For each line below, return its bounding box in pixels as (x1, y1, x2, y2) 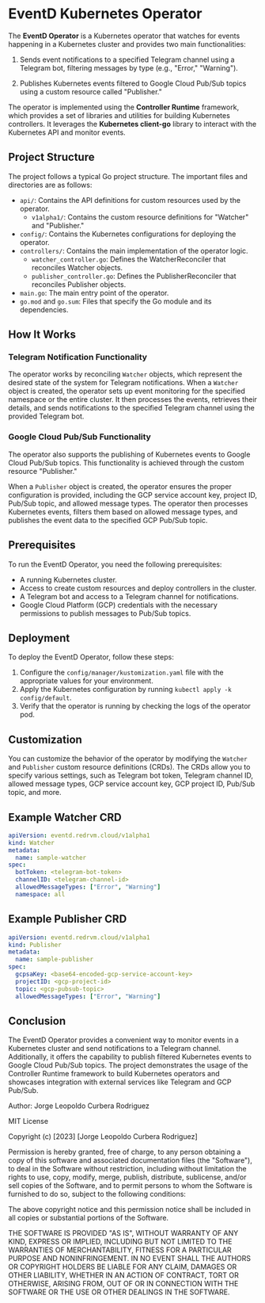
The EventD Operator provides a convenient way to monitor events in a (8, 1035, 239, 1045)
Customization (8, 732, 83, 746)
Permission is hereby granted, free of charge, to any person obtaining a (8, 1147, 241, 1157)
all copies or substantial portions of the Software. (8, 1213, 168, 1223)
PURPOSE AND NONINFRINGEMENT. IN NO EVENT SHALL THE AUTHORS (8, 1254, 252, 1263)
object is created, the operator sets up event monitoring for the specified (8, 386, 245, 396)
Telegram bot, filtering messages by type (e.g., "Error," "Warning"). (19, 63, 239, 72)
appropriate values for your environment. (19, 676, 154, 686)
